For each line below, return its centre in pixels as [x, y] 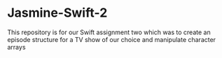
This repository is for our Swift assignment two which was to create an [109, 32]
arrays [16, 47]
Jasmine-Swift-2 [57, 13]
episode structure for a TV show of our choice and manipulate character [111, 39]
